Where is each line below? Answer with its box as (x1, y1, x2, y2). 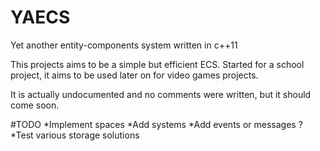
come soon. (10, 99, 60, 111)
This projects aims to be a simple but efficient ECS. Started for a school (10, 58, 305, 70)
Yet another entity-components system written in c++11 (10, 39, 238, 51)
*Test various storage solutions (10, 129, 140, 141)
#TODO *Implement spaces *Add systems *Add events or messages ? (10, 118, 303, 130)
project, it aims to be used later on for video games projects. (10, 69, 259, 81)
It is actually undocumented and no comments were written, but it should (10, 88, 312, 100)
